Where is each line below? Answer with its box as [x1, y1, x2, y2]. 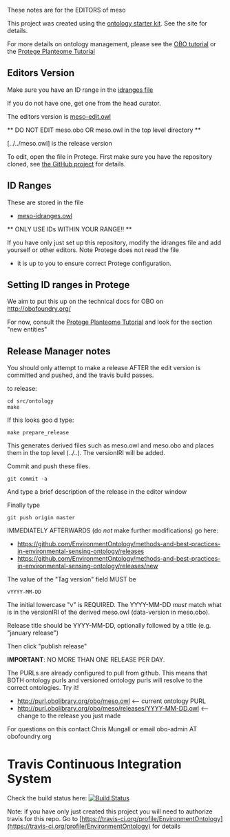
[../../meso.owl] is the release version [7, 139, 112, 147]
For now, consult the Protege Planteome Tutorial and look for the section [7, 318, 213, 327]
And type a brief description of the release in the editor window [7, 488, 187, 496]
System [7, 771, 52, 787]
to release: [7, 385, 38, 393]
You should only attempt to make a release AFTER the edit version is [7, 364, 201, 372]
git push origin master [7, 514, 76, 521]
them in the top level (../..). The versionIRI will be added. [7, 449, 165, 457]
